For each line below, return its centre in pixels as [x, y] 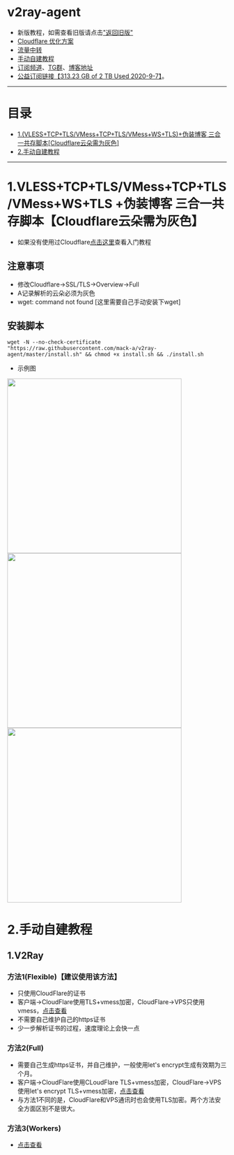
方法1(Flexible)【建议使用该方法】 [64, 977]
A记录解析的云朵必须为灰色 [56, 293]
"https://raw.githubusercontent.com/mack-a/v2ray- [82, 349]
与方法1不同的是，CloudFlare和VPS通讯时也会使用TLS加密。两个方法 [116, 1099]
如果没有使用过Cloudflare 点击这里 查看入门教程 [84, 242]
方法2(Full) [25, 1048]
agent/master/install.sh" [45, 355]
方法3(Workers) [34, 1128]
